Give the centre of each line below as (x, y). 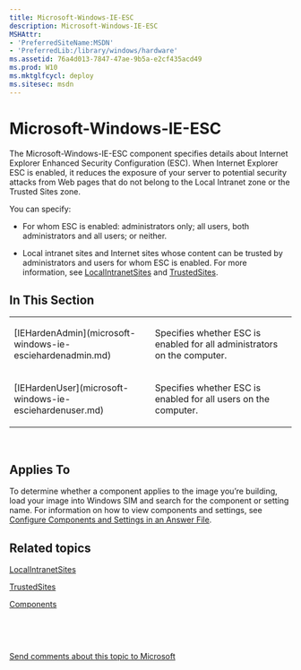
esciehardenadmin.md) (63, 356)
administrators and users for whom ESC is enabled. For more (135, 262)
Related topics (50, 548)
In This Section (52, 300)
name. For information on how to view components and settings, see (136, 511)
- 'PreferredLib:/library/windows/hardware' (94, 51)
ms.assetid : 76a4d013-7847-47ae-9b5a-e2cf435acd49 (106, 59)
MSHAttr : (26, 34)
